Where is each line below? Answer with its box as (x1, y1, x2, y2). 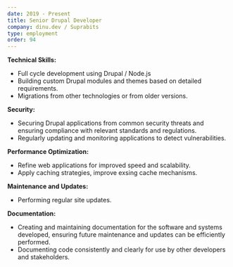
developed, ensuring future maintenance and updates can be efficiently (17, 230, 225, 239)
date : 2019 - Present (7, 10, 71, 18)
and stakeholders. (17, 253, 70, 261)
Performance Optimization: (7, 148, 89, 156)
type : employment (7, 30, 58, 37)
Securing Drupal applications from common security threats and (17, 119, 204, 127)
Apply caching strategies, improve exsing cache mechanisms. (17, 169, 198, 177)
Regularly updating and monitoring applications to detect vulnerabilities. (17, 134, 227, 143)
